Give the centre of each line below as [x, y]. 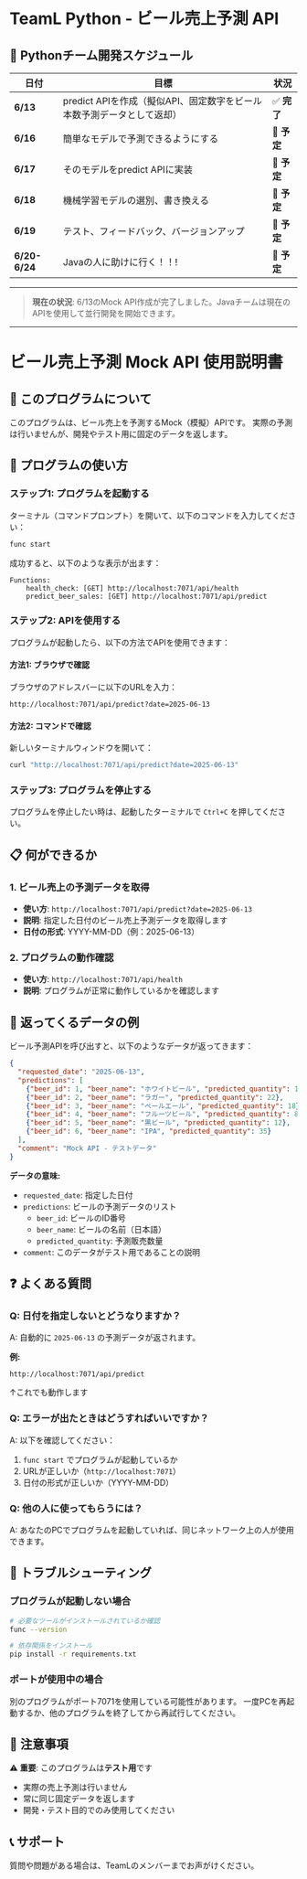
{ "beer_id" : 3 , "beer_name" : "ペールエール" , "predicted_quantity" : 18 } [163, 1106]
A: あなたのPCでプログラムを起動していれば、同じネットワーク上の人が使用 [152, 1530]
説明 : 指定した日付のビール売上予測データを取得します [125, 921]
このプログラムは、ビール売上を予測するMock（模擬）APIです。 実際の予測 [151, 422]
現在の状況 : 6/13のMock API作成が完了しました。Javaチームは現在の [161, 302]
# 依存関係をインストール [51, 1646]
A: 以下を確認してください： [63, 1440]
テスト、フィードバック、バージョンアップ [153, 231]
